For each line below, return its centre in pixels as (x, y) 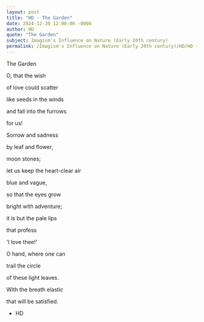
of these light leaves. (33, 277)
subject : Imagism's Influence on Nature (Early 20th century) (87, 40)
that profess (21, 230)
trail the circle (24, 266)
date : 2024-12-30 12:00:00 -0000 (49, 23)
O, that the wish (26, 75)
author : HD (20, 29)
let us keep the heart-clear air (44, 171)
